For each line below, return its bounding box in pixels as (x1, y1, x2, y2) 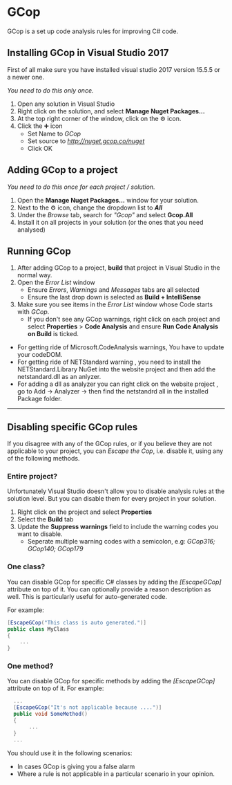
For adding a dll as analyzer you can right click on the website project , (17, 380, 219, 388)
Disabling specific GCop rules (7, 421, 138, 433)
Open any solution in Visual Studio (17, 100, 115, 108)
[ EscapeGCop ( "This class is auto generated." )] (7, 619, 147, 626)
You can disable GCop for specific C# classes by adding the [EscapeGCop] (7, 578, 222, 586)
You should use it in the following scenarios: (7, 748, 133, 757)
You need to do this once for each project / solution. (7, 183, 155, 191)
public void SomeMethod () (13, 710, 88, 718)
